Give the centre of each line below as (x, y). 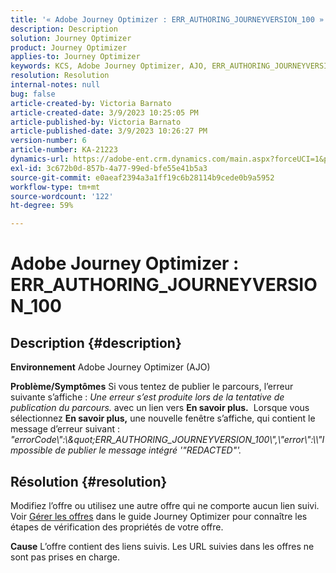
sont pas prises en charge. (65, 557)
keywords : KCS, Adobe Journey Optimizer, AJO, (109, 66)
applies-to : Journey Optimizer (75, 57)
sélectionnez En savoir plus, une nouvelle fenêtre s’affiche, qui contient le (163, 418)
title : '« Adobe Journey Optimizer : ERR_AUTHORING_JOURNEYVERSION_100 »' (169, 19)
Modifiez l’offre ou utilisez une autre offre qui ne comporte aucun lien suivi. (165, 505)
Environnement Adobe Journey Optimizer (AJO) (110, 367)
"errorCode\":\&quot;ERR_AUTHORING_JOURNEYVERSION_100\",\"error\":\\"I (167, 440)
